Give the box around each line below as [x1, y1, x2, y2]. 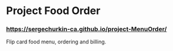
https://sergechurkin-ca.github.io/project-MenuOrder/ [6, 25, 167, 33]
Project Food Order [6, 4, 101, 18]
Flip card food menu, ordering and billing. [6, 38, 107, 45]
